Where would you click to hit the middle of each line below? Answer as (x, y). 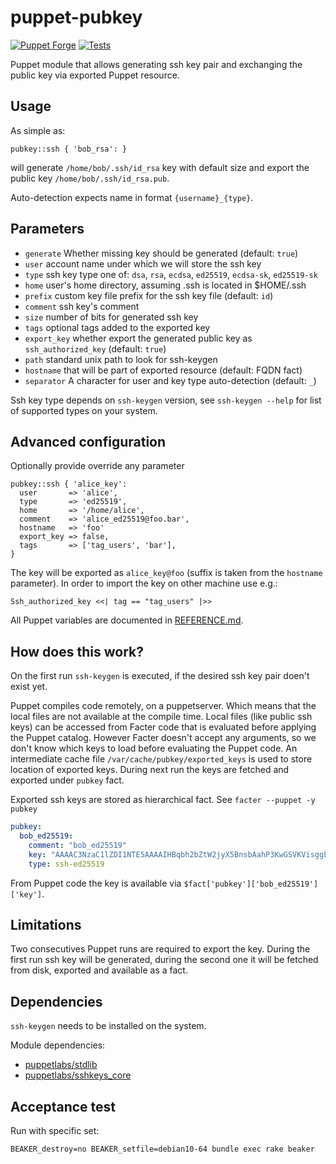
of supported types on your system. (84, 410)
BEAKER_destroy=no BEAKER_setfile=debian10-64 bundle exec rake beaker (162, 1149)
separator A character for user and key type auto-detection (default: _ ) (170, 380)
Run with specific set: (55, 1130)
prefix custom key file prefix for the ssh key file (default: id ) (149, 295)
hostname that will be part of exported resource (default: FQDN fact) (163, 370)
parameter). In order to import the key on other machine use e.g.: (144, 583)
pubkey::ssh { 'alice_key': (69, 484)
